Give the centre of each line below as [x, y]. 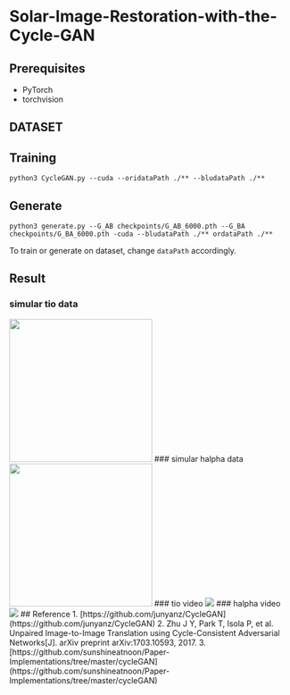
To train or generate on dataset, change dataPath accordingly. [123, 251]
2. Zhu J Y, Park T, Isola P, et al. [215, 624]
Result [28, 279]
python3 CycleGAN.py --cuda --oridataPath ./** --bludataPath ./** [137, 179]
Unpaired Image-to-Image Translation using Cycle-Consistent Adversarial [145, 632]
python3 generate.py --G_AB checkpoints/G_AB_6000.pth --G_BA [127, 226]
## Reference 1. [49, 614]
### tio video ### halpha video [217, 603]
